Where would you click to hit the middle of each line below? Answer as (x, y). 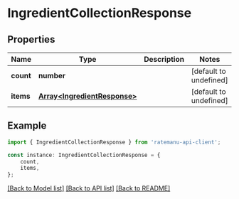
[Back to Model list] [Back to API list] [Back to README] (89, 188)
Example (27, 126)
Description (164, 59)
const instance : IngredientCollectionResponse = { (84, 155)
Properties (31, 39)
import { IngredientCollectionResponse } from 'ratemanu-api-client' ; (114, 142)
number (52, 76)
